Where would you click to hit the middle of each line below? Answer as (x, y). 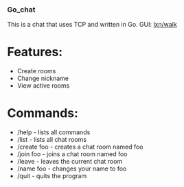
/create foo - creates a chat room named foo (80, 147)
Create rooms (36, 71)
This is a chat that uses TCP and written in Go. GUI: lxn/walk (92, 25)
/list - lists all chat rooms (52, 140)
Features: (35, 52)
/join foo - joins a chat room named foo (72, 154)
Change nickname (43, 78)
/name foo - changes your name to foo (72, 169)
